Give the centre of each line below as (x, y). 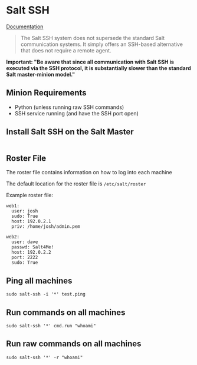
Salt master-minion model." (41, 74)
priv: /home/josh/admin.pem (46, 227)
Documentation (25, 26)
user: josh (25, 211)
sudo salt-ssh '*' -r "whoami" (45, 357)
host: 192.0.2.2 (31, 253)
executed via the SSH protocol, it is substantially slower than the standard (99, 68)
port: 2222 (25, 258)
